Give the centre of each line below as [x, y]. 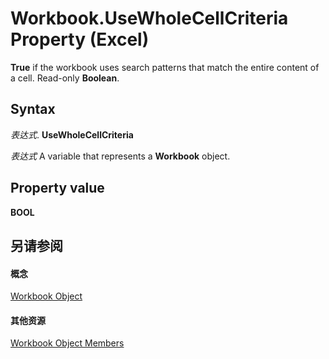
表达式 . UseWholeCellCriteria [72, 134]
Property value [57, 188]
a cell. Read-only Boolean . [65, 78]
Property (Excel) [80, 39]
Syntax [33, 109]
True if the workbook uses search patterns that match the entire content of [165, 67]
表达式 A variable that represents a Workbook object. [120, 156]
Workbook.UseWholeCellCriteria [149, 18]
